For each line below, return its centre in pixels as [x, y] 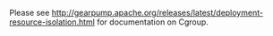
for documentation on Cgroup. [153, 22]
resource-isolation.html [52, 22]
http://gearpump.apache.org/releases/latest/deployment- [158, 13]
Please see [30, 13]
